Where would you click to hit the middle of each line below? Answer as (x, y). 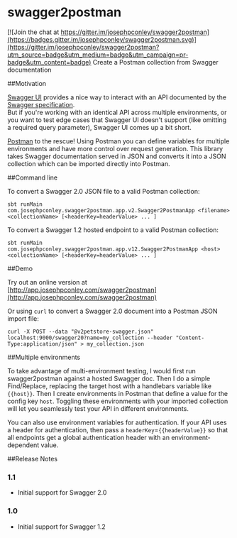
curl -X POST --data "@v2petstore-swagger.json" (81, 331)
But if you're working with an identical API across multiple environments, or (117, 112)
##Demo (20, 268)
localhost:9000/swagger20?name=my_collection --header (90, 338)
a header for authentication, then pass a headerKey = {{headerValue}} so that (118, 429)
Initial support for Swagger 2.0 (62, 493)
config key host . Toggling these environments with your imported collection (118, 401)
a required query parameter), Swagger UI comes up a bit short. (99, 127)
